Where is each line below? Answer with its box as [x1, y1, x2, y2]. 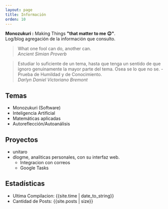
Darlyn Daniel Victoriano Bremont [17, 77, 88, 83]
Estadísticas [5, 179, 45, 188]
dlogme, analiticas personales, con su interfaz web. [12, 154, 120, 160]
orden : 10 [5, 17, 26, 22]
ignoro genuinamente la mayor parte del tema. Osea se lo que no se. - [17, 66, 163, 72]
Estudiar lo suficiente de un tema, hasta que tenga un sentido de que [17, 61, 161, 67]
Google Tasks [20, 165, 49, 171]
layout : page [5, 7, 33, 13]
